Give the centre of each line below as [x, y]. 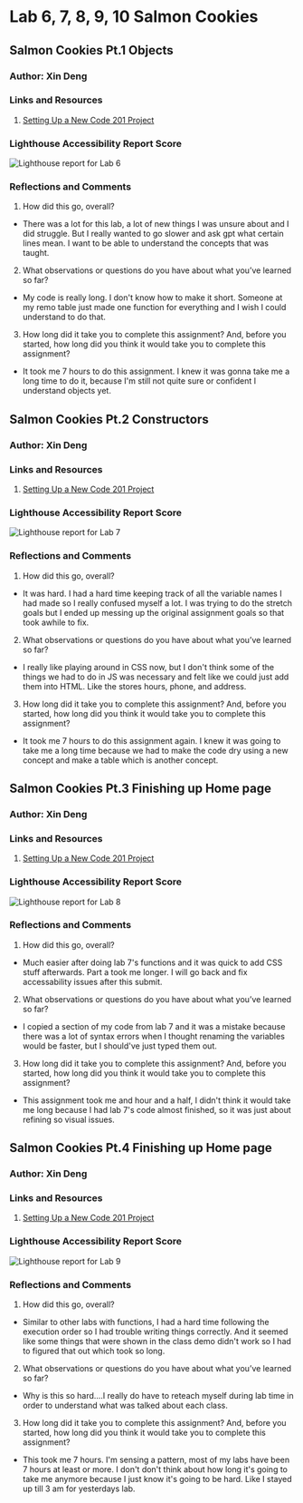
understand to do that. [64, 317]
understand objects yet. [66, 391]
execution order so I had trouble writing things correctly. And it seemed [155, 1332]
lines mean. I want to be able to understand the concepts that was [146, 243]
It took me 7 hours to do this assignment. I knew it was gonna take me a [156, 371]
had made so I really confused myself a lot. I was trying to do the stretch [157, 603]
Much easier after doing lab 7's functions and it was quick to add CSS [152, 962]
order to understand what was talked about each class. [125, 1405]
